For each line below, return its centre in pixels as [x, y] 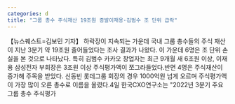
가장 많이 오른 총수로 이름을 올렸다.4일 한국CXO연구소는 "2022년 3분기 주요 [119, 84]
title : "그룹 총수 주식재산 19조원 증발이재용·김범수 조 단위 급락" [92, 20]
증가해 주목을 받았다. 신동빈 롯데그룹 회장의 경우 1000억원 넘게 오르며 [102, 76]
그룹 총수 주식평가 [32, 93]
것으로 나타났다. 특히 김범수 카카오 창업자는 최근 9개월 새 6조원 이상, [121, 58]
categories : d [28, 14]
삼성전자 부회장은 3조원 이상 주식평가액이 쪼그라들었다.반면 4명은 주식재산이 [119, 67]
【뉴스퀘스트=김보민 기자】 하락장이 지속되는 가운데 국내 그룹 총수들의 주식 [110, 41]
